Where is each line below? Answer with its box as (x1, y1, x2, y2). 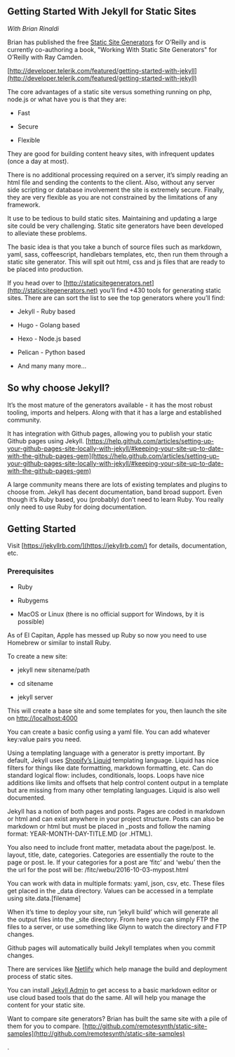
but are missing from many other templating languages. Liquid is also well (7, 786, 220, 794)
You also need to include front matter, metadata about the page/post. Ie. (7, 843, 216, 851)
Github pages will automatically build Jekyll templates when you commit (7, 943, 215, 952)
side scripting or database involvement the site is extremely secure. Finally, (7, 186, 224, 194)
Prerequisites (7, 566, 54, 576)
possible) (17, 617, 45, 625)
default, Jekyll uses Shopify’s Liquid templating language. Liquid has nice (7, 756, 220, 765)
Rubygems (17, 596, 49, 604)
